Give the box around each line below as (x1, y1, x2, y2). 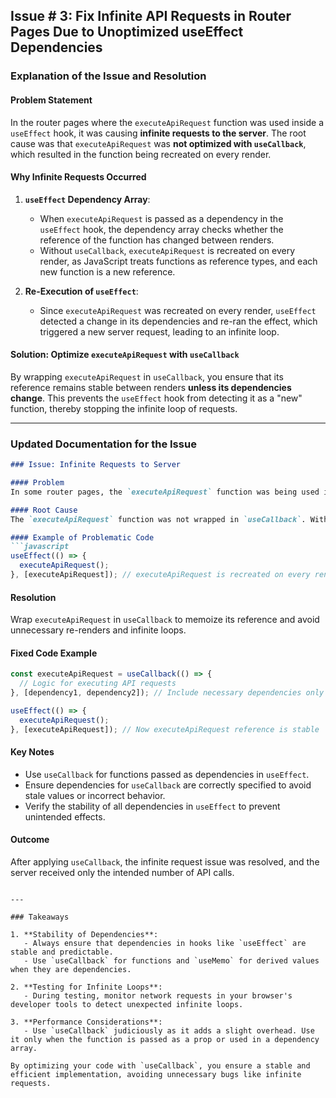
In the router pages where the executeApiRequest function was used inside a (10, 116, 324, 128)
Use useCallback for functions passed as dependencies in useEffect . (24, 768, 310, 780)
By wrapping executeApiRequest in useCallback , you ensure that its (10, 370, 284, 383)
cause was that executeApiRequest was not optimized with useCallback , (10, 137, 307, 149)
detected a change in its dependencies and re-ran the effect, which (39, 315, 318, 327)
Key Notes (10, 746, 55, 758)
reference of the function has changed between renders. (39, 234, 275, 246)
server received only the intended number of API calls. (10, 867, 235, 879)
